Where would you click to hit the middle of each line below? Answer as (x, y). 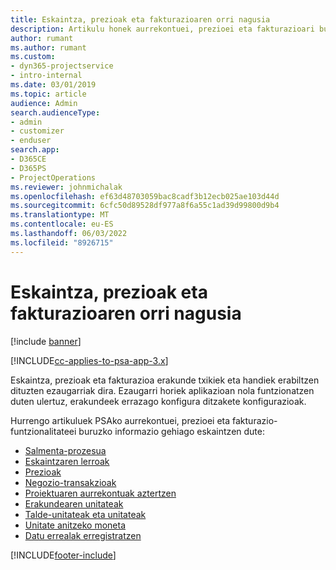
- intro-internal (46, 76)
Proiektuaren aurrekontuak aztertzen (100, 493)
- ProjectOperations (53, 177)
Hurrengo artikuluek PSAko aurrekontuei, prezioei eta (120, 420)
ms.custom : (33, 57)
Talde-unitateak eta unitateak (85, 514)
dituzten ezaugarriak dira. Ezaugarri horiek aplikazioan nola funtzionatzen (162, 390)
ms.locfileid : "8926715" (62, 242)
